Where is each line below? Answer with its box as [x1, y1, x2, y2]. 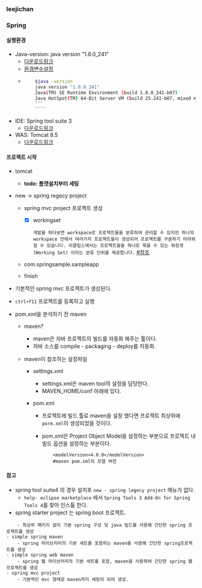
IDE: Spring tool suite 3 [14, 117, 72, 125]
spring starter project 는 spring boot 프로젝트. [14, 509, 126, 516]
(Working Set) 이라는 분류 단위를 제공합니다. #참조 [32, 248, 150, 255]
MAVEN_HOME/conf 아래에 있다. [41, 387, 121, 394]
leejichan [6, 5, 34, 13]
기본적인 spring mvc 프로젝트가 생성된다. [14, 284, 112, 292]
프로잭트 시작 [6, 153, 37, 161]
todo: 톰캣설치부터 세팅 [23, 180, 79, 187]
